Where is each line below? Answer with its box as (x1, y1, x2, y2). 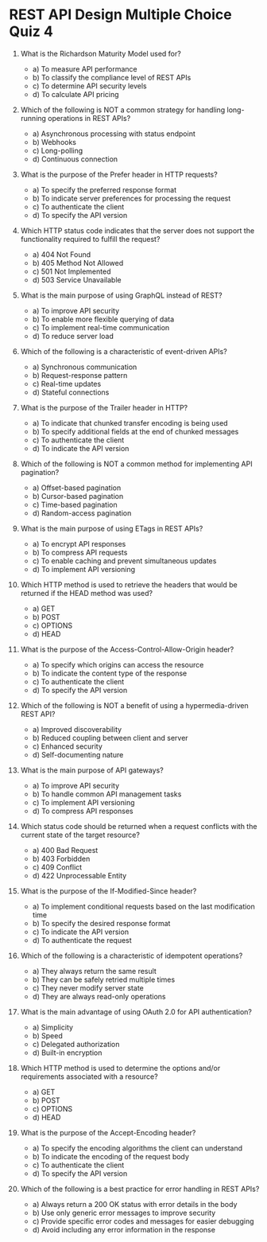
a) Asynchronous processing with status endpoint (32, 129, 195, 138)
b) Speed (32, 1030, 63, 1040)
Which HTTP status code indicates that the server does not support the (20, 225, 255, 236)
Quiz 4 (9, 22, 54, 41)
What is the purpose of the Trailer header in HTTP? (20, 403, 188, 412)
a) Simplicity (32, 1022, 74, 1032)
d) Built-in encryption (32, 1048, 103, 1057)
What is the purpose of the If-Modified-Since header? (20, 886, 197, 896)
